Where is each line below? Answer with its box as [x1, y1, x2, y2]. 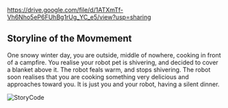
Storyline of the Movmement [7, 33, 132, 44]
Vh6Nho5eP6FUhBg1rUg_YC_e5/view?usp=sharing [7, 13, 152, 21]
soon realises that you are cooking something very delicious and [7, 72, 190, 81]
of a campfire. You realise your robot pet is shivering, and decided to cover [7, 58, 219, 66]
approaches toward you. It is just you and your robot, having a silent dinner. [7, 80, 220, 88]
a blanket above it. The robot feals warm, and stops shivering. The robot [7, 65, 211, 74]
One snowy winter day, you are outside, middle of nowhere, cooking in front [7, 51, 221, 59]
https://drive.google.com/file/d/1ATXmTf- [7, 6, 124, 14]
